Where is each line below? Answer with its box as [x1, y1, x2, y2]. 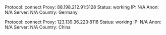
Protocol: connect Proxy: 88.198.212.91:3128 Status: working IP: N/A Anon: [5, 4, 159, 10]
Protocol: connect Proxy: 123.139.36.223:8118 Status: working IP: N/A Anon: [5, 19, 161, 25]
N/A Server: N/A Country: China [5, 24, 71, 30]
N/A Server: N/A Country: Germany [5, 9, 78, 15]
